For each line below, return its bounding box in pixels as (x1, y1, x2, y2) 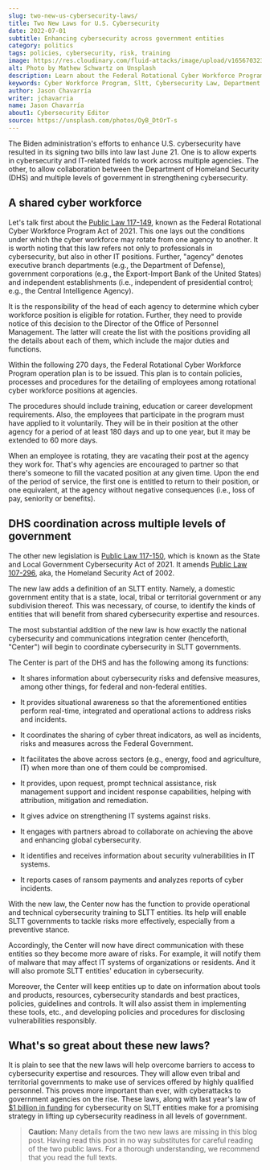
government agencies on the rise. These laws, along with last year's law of (8, 1094, 256, 1104)
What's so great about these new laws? (8, 1039, 211, 1053)
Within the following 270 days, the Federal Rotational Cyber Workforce (8, 360, 242, 369)
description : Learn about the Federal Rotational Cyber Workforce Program (8, 72, 264, 80)
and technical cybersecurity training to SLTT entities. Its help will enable (8, 907, 247, 917)
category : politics (8, 42, 74, 50)
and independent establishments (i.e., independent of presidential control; (8, 277, 254, 286)
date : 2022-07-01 (8, 27, 67, 35)
